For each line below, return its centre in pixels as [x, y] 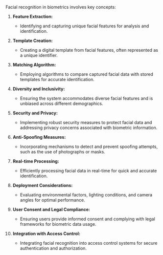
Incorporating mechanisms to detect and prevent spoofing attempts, [89, 147]
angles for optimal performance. [52, 200]
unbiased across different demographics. [61, 104]
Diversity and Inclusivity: [39, 89]
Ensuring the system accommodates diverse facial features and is [86, 98]
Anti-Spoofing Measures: [39, 137]
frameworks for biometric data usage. [58, 224]
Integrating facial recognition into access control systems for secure [89, 243]
